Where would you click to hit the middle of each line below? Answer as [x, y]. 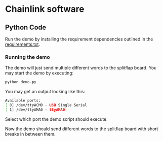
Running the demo [28, 57]
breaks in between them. [30, 134]
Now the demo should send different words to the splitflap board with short [81, 129]
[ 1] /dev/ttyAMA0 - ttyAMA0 [35, 109]
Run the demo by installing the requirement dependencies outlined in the [79, 39]
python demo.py [21, 82]
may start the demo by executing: [39, 73]
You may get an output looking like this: [45, 92]
